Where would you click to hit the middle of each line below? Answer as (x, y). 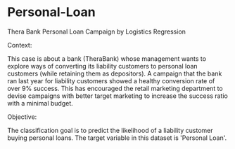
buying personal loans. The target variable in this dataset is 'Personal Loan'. (117, 138)
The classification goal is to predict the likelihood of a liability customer (110, 130)
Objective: (22, 117)
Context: (20, 45)
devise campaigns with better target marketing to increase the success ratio (118, 96)
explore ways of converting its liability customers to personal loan (103, 66)
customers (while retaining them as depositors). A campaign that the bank (115, 73)
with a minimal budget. (40, 103)
